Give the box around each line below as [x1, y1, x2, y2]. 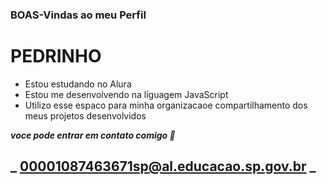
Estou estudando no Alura [24, 78, 132, 90]
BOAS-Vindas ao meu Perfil [10, 8, 147, 22]
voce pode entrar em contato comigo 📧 [10, 129, 176, 141]
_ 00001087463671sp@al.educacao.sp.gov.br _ [10, 158, 317, 175]
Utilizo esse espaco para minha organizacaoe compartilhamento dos [24, 99, 308, 111]
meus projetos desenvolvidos [24, 109, 147, 122]
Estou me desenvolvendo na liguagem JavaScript [24, 88, 229, 100]
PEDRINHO [10, 45, 102, 68]
